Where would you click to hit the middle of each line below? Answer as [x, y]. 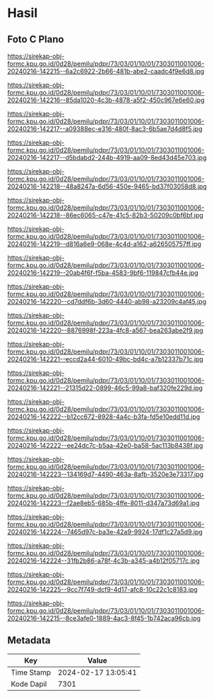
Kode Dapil [29, 684]
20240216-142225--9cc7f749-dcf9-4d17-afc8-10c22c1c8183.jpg [102, 589]
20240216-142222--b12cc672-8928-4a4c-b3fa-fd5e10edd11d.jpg [104, 417]
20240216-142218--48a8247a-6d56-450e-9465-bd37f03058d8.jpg [107, 186]
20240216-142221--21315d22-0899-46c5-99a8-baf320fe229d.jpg [105, 388]
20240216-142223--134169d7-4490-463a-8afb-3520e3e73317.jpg [105, 474]
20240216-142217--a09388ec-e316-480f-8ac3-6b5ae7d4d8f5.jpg [105, 129]
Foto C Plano [36, 39]
